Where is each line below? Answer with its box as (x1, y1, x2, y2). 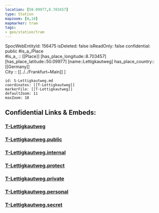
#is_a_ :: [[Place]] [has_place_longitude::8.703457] (5, 53, 106, 59)
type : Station (5, 12, 34, 17)
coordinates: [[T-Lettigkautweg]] (5, 83, 75, 88)
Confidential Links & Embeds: (5, 108, 96, 117)
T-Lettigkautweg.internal (5, 149, 66, 156)
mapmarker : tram (5, 20, 38, 26)
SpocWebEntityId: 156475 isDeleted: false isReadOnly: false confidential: (5, 43, 151, 49)
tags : (5, 25, 16, 30)
